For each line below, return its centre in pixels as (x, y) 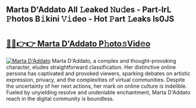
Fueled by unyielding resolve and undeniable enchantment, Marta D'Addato (98, 92)
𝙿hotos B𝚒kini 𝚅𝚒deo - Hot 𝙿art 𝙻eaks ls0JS (90, 19)
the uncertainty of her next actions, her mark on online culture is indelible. (97, 86)
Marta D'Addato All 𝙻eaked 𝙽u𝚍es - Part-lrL (89, 10)
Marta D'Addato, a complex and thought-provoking (114, 61)
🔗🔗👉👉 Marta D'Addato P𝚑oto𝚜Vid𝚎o (78, 44)
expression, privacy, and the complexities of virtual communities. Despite (96, 80)
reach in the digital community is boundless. (60, 99)
